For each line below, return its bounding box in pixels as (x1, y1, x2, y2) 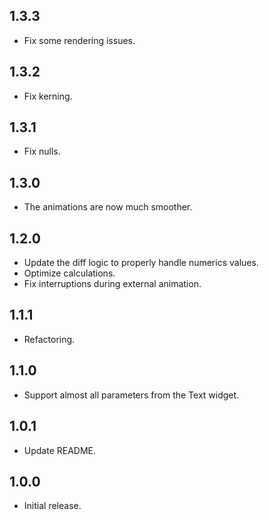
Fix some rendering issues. (23, 34, 136, 46)
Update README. (23, 444, 97, 456)
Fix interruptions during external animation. (23, 278, 202, 290)
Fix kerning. (23, 90, 73, 102)
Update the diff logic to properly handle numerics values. (23, 257, 259, 269)
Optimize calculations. (23, 267, 116, 279)
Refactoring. (23, 333, 76, 345)
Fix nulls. (23, 145, 61, 158)
